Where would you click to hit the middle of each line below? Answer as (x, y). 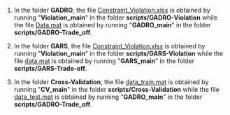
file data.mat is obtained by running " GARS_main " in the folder (104, 61)
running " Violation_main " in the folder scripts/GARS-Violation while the (118, 53)
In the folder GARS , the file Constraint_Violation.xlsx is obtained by (109, 46)
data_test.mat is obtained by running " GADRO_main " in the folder (108, 97)
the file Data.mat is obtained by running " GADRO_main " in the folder (112, 25)
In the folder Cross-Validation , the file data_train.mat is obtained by (111, 82)
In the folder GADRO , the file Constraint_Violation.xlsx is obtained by (112, 10)
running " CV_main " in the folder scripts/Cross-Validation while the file (117, 89)
